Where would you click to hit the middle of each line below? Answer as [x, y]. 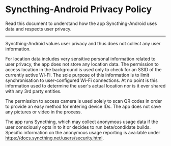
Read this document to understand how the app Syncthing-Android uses [81, 23]
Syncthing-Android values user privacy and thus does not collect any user [83, 43]
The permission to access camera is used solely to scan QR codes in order [84, 101]
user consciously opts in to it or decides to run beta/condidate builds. [78, 127]
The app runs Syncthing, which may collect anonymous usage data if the [82, 122]
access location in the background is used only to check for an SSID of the [83, 69]
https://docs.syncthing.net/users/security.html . [55, 138]
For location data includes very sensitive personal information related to [80, 59]
